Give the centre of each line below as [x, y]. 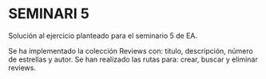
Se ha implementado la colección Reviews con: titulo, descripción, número [131, 51]
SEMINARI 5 [49, 14]
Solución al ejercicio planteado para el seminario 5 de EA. [103, 36]
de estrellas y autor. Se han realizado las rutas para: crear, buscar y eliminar [133, 59]
